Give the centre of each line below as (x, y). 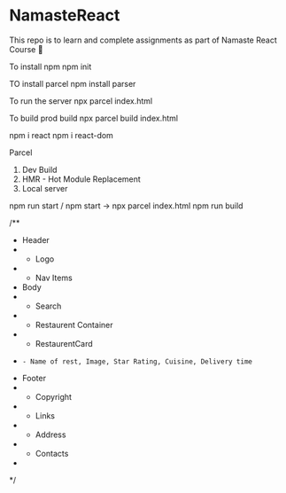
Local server (45, 188)
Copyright (54, 396)
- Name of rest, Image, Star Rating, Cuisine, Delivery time (137, 361)
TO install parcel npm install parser (73, 83)
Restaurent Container (74, 325)
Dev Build (39, 169)
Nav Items (54, 278)
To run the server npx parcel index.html (81, 101)
